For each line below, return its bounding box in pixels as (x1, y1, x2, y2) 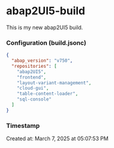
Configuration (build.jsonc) (6, 39, 87, 47)
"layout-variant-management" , (17, 80, 92, 86)
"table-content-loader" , (17, 91, 78, 97)
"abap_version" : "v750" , (11, 58, 73, 64)
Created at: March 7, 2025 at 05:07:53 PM (6, 135, 109, 142)
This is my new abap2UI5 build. (6, 24, 83, 31)
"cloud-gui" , (17, 85, 49, 92)
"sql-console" (17, 96, 52, 102)
